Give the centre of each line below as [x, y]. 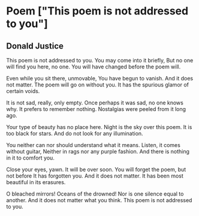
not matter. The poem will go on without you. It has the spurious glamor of [98, 85]
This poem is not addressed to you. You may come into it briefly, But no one [100, 60]
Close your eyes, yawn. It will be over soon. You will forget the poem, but [96, 169]
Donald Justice [35, 46]
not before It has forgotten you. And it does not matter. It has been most [95, 176]
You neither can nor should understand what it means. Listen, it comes [94, 145]
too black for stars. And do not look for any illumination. [75, 133]
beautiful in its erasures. [36, 182]
